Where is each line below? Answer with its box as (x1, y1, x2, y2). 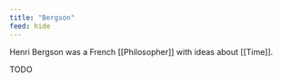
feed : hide (9, 22, 51, 31)
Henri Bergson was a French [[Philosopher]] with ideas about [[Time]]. (9, 46, 274, 57)
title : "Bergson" (9, 13, 76, 23)
